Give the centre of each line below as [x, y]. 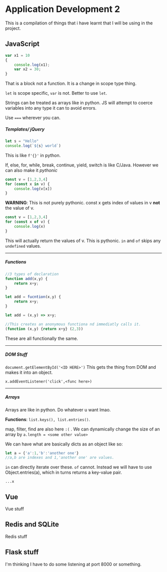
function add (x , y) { [27, 279]
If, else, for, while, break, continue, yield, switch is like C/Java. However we [82, 165]
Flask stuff [22, 552]
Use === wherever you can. [33, 118]
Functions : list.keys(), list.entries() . [48, 419]
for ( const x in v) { [28, 184]
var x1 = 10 [17, 55]
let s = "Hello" [22, 141]
